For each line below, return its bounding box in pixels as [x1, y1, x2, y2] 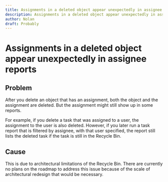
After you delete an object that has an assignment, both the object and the [5, 97, 158, 103]
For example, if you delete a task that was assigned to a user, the [5, 117, 139, 123]
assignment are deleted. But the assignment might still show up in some [5, 102, 153, 108]
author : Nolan [5, 16, 35, 21]
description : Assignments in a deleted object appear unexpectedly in [5, 12, 155, 17]
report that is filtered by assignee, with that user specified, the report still [5, 128, 155, 134]
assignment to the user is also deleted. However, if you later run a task [5, 123, 150, 129]
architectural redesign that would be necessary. [5, 172, 103, 178]
